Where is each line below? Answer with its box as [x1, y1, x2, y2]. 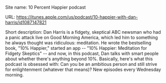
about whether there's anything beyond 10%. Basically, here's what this [5, 56, 153, 62]
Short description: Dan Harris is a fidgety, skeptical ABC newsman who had [5, 29, 161, 35]
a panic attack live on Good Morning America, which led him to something [5, 35, 158, 40]
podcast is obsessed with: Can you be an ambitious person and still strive [5, 61, 157, 67]
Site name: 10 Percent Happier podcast [5, 5, 86, 10]
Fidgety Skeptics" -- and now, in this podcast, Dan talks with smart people [5, 50, 159, 56]
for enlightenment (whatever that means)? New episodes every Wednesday [5, 66, 161, 72]
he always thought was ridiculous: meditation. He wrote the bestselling [5, 40, 151, 46]
